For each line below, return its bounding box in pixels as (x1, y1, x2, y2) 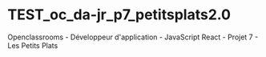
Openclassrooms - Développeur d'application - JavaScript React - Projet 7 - (7, 32, 259, 42)
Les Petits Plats (7, 40, 58, 50)
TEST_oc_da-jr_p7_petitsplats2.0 (7, 6, 232, 24)
